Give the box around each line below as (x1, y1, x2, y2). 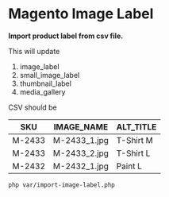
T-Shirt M (116, 134, 153, 145)
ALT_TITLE (116, 121, 157, 132)
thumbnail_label (19, 79, 71, 88)
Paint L (116, 160, 143, 172)
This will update (8, 46, 60, 56)
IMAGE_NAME (53, 121, 109, 132)
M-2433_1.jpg (52, 134, 109, 145)
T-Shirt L (116, 148, 151, 159)
